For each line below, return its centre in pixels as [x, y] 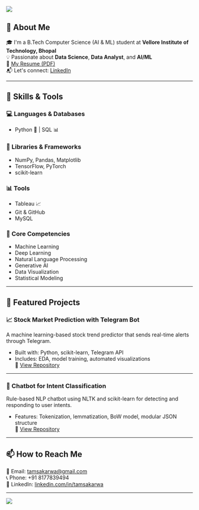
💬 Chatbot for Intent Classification [56, 386]
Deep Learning [33, 253]
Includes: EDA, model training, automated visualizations [82, 359]
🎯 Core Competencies [38, 234]
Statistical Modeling [39, 278]
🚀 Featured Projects [43, 302]
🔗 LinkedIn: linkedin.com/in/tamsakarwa [55, 485]
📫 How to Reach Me [44, 454]
